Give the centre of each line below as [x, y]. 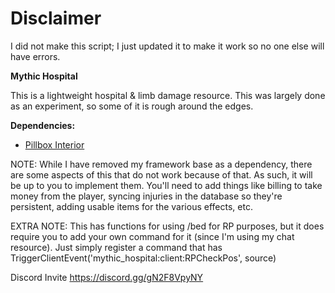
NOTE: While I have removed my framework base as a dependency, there [161, 164]
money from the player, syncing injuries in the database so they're [146, 196]
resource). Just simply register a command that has [116, 247]
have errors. [35, 56]
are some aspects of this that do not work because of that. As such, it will [161, 174]
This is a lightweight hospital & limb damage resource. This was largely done [168, 95]
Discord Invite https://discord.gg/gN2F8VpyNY [107, 277]
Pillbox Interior [54, 144]
